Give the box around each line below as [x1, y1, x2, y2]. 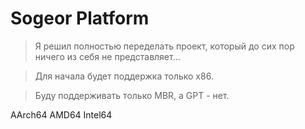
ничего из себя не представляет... [34, 50, 181, 62]
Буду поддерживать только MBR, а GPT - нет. [34, 89, 230, 101]
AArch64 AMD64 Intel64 [10, 108, 113, 121]
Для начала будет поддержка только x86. [34, 70, 214, 82]
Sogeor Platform [10, 7, 150, 30]
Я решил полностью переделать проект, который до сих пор [34, 40, 295, 52]
